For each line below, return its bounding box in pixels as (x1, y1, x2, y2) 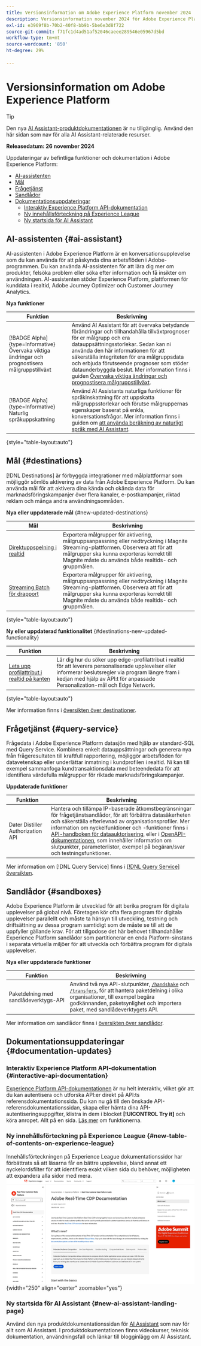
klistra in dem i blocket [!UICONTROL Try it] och (66, 1111, 185, 1118)
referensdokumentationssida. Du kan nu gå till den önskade (6, 1098, 153, 1105)
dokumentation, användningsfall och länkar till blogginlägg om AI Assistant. (6, 1333, 191, 1341)
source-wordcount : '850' (6, 41, 68, 47)
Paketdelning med (8, 990, 54, 997)
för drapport (8, 590, 39, 597)
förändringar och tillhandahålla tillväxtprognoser (71, 328, 190, 335)
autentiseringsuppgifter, (6, 1111, 65, 1118)
